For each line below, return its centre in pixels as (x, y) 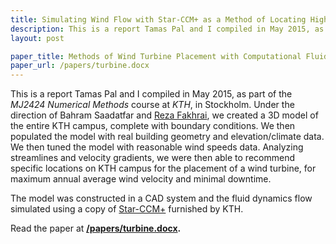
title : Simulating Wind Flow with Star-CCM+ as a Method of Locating (158, 19)
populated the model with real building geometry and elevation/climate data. (167, 137)
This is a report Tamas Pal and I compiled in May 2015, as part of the (151, 94)
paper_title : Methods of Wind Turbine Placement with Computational (156, 56)
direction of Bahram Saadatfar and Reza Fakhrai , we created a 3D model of (164, 115)
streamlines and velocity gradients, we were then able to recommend (152, 158)
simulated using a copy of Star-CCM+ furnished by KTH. (127, 209)
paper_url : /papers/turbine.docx (80, 66)
